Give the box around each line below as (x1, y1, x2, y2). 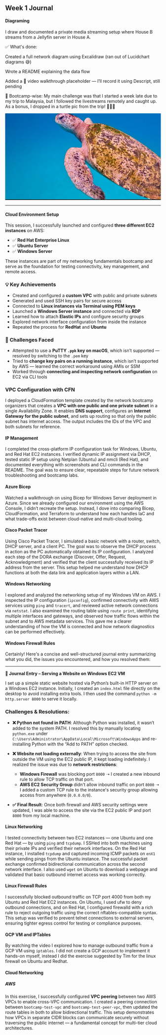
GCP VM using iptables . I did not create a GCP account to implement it (5, 948, 150, 954)
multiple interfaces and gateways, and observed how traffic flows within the (5, 613, 160, 619)
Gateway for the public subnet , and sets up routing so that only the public (5, 413, 157, 419)
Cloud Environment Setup (5, 211, 59, 217)
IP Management (5, 435, 39, 441)
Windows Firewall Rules (5, 640, 55, 646)
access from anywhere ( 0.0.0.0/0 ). (19, 792, 92, 798)
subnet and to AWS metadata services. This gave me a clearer (5, 618, 132, 624)
